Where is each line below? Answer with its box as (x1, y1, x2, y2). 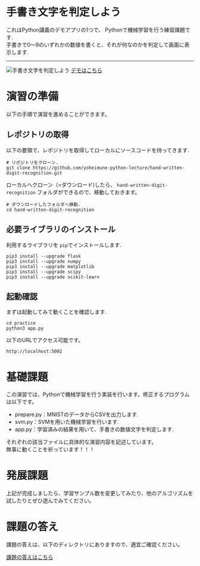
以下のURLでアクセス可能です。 (6, 337, 84, 344)
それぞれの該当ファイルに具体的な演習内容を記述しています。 (6, 438, 157, 446)
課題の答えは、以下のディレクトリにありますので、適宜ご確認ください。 (6, 541, 183, 548)
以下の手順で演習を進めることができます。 (6, 111, 110, 118)
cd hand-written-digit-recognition (6, 206, 95, 213)
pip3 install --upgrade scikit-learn (6, 274, 100, 280)
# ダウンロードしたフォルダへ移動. (6, 202, 81, 207)
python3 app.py (6, 325, 44, 332)
